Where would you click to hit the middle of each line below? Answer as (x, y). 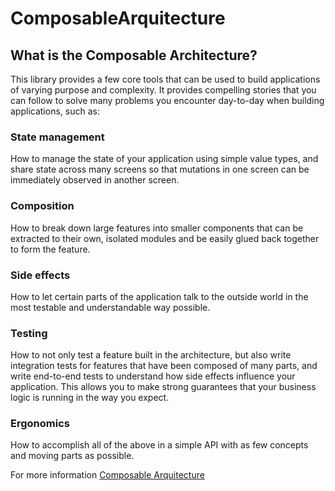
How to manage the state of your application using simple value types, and (164, 159)
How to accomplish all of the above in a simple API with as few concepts (159, 445)
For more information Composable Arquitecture (107, 475)
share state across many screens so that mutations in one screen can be (160, 169)
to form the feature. (50, 249)
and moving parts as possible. (72, 456)
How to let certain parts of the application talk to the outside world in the (159, 296)
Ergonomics (40, 424)
